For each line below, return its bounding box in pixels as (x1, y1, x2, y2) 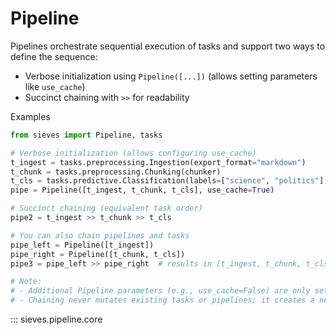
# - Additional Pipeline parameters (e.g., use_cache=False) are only (10, 286, 311, 296)
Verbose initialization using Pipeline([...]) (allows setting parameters (24, 70, 318, 82)
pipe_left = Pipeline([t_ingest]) (10, 240, 155, 250)
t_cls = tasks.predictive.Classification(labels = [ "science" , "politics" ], (10, 176, 329, 186)
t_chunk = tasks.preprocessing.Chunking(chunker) (10, 167, 222, 177)
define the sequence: (10, 50, 98, 62)
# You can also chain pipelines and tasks (10, 230, 190, 241)
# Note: (10, 277, 43, 287)
